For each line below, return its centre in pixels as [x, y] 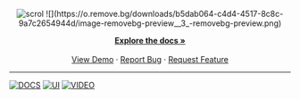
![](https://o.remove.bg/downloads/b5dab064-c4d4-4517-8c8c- [165, 14]
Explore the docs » [150, 41]
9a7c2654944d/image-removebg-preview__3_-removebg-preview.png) [150, 23]
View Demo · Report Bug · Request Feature [150, 59]
